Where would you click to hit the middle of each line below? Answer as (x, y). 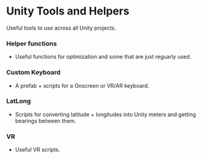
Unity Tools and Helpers (68, 11)
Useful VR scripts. (37, 150)
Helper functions (32, 44)
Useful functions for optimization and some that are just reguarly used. (103, 57)
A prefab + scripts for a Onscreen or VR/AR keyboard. (82, 85)
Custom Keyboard (34, 73)
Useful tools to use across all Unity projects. (61, 28)
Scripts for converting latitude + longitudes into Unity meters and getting (106, 114)
